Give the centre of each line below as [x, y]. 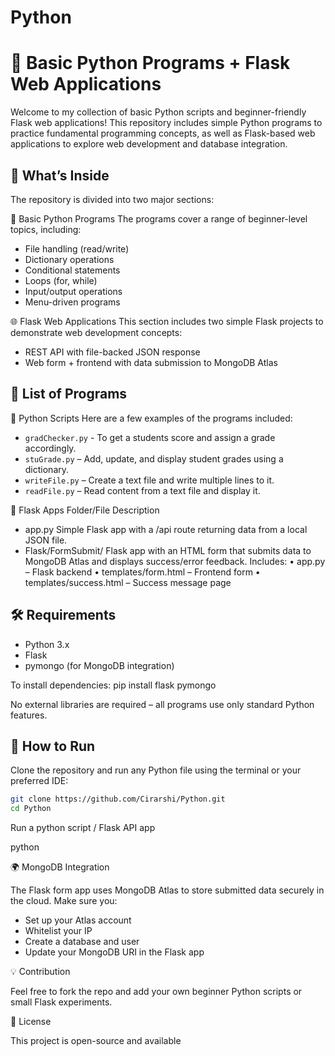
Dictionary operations [69, 259]
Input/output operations [73, 291]
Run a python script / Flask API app [83, 828]
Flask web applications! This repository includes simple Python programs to [166, 123]
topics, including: [46, 229]
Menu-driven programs [72, 302]
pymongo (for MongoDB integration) [99, 665]
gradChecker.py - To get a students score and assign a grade [150, 437]
